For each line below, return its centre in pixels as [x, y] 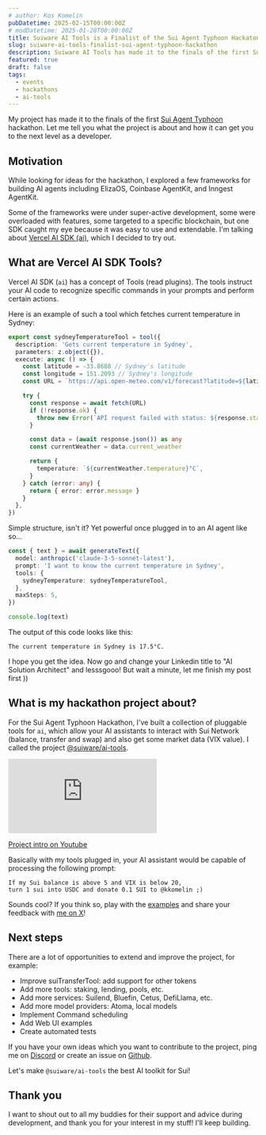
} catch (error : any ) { [62, 483]
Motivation [36, 161]
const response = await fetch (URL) [88, 403]
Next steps [36, 938]
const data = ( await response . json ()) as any [105, 440]
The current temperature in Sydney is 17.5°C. [86, 647]
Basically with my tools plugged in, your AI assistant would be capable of [127, 860]
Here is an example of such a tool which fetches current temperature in [124, 314]
